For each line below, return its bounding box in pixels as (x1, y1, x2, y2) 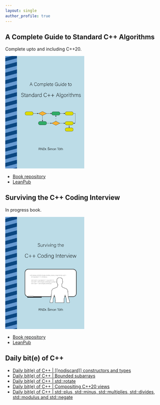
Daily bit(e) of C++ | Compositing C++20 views (12, 383, 110, 389)
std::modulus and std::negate (12, 394, 73, 400)
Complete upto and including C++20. (5, 46, 82, 52)
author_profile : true (5, 13, 51, 19)
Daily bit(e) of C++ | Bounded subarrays (12, 373, 96, 379)
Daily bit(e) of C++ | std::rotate (12, 378, 76, 384)
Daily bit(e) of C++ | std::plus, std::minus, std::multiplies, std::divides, (12, 388, 155, 395)
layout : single (5, 8, 37, 13)
